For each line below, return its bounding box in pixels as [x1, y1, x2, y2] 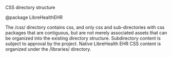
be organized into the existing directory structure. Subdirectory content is [5, 35, 161, 41]
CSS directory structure [5, 5, 55, 10]
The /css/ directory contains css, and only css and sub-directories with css [5, 24, 165, 30]
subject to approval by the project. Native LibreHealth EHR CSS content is [5, 41, 161, 47]
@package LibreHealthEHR [5, 14, 63, 20]
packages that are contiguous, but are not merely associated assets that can [5, 30, 167, 35]
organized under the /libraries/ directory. [5, 46, 91, 52]
